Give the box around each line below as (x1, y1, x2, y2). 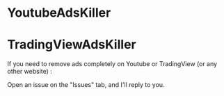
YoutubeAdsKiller (7, 5, 111, 21)
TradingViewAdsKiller (7, 37, 137, 53)
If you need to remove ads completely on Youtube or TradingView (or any (7, 60, 218, 68)
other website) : (7, 67, 52, 76)
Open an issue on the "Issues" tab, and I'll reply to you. (7, 81, 165, 89)
